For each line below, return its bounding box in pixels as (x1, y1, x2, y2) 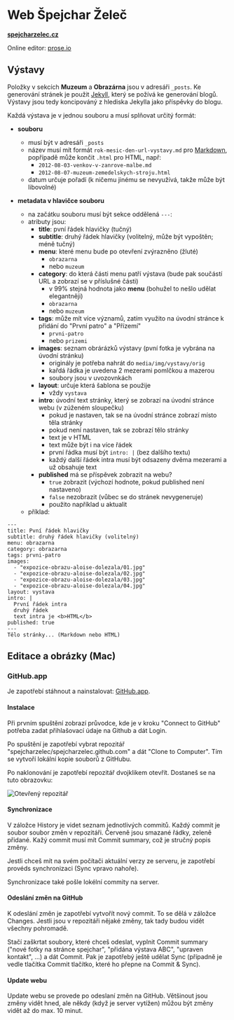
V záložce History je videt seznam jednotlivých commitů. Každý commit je (7, 820, 221, 829)
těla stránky (48, 418, 83, 426)
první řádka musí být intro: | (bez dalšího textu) (48, 448, 191, 456)
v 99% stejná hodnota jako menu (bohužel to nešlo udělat (48, 284, 216, 293)
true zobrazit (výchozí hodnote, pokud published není (48, 477, 205, 486)
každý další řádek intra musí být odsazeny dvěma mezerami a (48, 455, 227, 463)
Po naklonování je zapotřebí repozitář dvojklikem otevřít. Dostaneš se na (7, 768, 216, 776)
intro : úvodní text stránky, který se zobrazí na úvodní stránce (38, 396, 215, 404)
